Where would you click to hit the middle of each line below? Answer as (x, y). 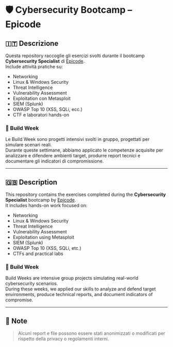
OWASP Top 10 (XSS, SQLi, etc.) (47, 248)
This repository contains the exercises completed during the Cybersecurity (86, 195)
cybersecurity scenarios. (32, 284)
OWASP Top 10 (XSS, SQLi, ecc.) (48, 109)
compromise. (19, 300)
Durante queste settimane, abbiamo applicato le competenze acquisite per (84, 150)
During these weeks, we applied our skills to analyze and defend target (81, 289)
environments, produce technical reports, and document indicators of (79, 295)
